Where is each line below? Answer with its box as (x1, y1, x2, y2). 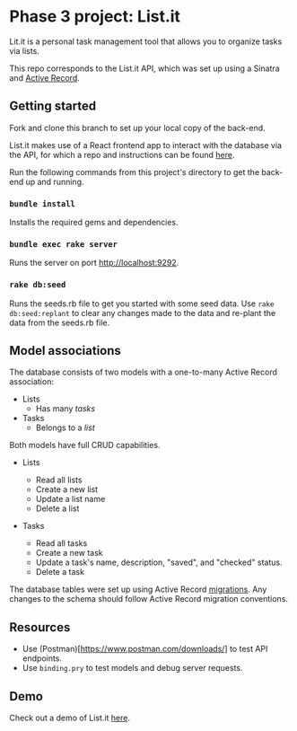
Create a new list (35, 484, 99, 495)
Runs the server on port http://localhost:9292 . (9, 258, 179, 269)
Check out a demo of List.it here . (9, 712, 131, 724)
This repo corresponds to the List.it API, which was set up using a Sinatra (9, 63, 280, 74)
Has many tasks (35, 403, 96, 414)
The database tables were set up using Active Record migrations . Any (9, 584, 267, 594)
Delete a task (35, 567, 85, 577)
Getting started (9, 99, 97, 114)
